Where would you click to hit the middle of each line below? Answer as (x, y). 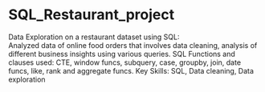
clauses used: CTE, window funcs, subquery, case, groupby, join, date (125, 62)
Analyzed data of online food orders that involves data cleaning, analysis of (133, 45)
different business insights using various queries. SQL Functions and (122, 54)
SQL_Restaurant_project (92, 15)
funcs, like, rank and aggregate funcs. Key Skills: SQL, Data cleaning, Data (131, 70)
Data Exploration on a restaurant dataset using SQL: (94, 37)
